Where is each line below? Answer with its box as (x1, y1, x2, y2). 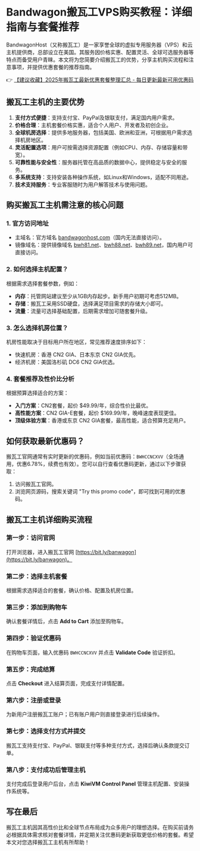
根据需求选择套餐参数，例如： (6, 280, 79, 287)
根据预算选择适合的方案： (6, 389, 69, 396)
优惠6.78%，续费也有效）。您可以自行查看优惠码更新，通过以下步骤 (16, 461, 182, 468)
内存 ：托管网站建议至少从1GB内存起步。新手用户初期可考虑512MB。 (14, 292, 182, 299)
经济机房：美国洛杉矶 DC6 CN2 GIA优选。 (14, 358, 118, 366)
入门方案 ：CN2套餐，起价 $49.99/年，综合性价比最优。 (14, 402, 152, 409)
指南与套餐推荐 (6, 20, 80, 34)
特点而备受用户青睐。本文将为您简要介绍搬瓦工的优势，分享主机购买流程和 (6, 56, 189, 63)
